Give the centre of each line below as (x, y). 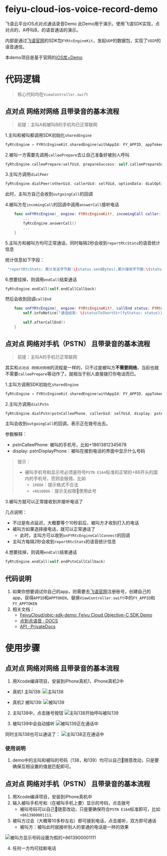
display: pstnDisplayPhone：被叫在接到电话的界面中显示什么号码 (79, 451)
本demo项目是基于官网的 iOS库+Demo (44, 57)
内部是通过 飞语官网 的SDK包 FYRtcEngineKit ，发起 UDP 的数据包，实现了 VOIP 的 (83, 40)
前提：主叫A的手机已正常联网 (47, 357)
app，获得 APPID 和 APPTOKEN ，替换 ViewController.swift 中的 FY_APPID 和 (84, 598)
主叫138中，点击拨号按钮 (38, 713)
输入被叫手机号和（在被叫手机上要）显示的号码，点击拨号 (71, 803)
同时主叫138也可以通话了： (33, 734)
